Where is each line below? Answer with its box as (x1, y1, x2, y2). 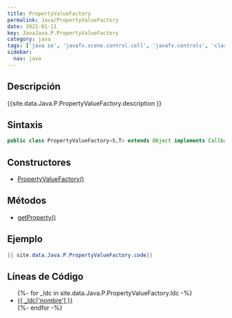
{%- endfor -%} (17, 303, 63, 312)
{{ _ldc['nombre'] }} (17, 297, 73, 305)
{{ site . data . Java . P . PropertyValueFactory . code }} (7, 252, 153, 259)
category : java (7, 36, 51, 43)
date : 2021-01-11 (7, 23, 57, 30)
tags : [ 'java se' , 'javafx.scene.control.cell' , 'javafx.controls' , (7, 42, 209, 49)
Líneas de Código (7, 270, 84, 282)
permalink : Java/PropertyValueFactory (7, 17, 119, 24)
